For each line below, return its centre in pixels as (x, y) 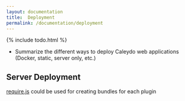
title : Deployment (31, 17)
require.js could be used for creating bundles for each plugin (81, 91)
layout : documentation (35, 12)
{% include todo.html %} (37, 40)
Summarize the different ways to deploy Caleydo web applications (97, 52)
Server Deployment (44, 77)
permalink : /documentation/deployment (55, 23)
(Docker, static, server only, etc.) (55, 58)
